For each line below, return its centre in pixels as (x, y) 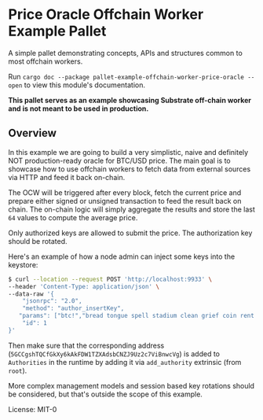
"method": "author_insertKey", (73, 308)
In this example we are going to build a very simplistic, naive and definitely (128, 152)
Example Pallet (57, 31)
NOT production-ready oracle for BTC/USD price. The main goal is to (119, 160)
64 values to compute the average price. (73, 217)
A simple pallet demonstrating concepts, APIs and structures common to (126, 53)
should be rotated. (38, 241)
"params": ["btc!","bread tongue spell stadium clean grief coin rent (137, 316)
